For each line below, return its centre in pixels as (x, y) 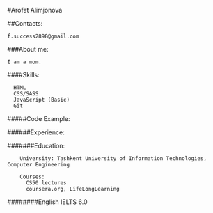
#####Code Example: (39, 119)
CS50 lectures (46, 183)
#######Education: (36, 146)
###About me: (28, 49)
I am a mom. (24, 62)
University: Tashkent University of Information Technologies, (113, 159)
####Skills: (23, 75)
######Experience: (36, 132)
